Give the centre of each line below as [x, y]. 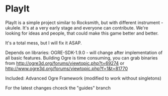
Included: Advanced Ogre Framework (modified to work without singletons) [83, 78]
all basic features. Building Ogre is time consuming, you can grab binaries [81, 57]
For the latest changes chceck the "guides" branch [58, 87]
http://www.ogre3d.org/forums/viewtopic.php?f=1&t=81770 [67, 68]
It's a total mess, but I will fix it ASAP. [44, 42]
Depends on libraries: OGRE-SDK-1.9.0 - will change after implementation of [84, 52]
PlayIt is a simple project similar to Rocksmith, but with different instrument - [84, 22]
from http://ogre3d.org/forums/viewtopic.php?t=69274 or [65, 63]
